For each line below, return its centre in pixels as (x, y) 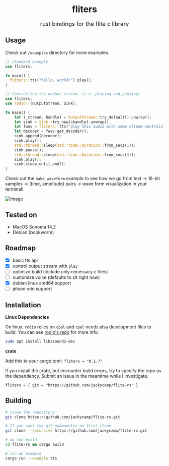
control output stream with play (45, 266)
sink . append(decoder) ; (38, 136)
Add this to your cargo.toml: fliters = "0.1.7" (54, 361)
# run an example (23, 453)
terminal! (14, 189)
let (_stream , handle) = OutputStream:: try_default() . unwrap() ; (83, 117)
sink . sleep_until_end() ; (40, 164)
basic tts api (25, 260)
